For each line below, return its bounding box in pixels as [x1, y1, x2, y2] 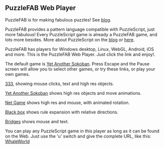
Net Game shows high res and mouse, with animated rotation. [5, 100, 130, 106]
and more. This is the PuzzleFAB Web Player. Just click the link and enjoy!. [5, 51, 156, 57]
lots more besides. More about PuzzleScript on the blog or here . [5, 37, 135, 43]
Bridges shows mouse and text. [5, 118, 69, 124]
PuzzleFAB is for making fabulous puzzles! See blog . [5, 17, 111, 22]
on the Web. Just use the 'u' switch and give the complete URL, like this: [5, 133, 151, 139]
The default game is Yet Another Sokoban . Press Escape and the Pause [5, 61, 150, 66]
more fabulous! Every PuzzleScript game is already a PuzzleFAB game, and [5, 31, 158, 37]
